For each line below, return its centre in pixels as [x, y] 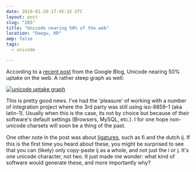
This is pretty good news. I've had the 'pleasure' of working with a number [96, 100]
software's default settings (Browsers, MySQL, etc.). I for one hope [87, 119]
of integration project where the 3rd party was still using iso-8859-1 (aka [94, 107]
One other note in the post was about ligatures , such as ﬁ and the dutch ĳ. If [98, 137]
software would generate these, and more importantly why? [79, 163]
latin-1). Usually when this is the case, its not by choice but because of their [98, 113]
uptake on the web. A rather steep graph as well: [65, 77]
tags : [13, 45]
